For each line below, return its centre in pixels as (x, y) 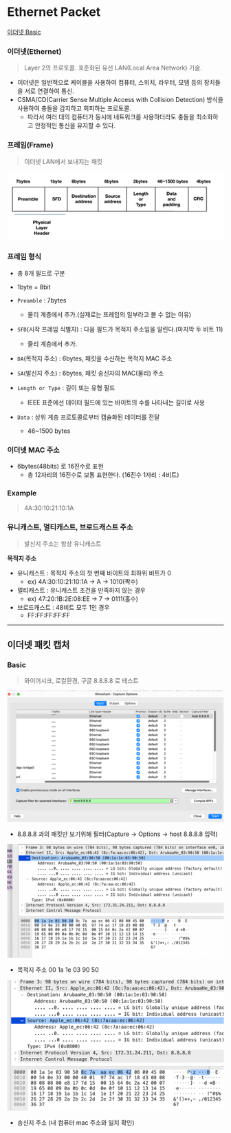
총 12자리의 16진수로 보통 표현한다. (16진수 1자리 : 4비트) (103, 475)
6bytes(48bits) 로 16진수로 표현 (60, 467)
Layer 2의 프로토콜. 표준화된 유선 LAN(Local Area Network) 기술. (113, 68)
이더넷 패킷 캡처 (38, 645)
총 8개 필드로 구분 (41, 273)
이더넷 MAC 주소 (33, 450)
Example (22, 493)
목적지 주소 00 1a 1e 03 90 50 (58, 970)
